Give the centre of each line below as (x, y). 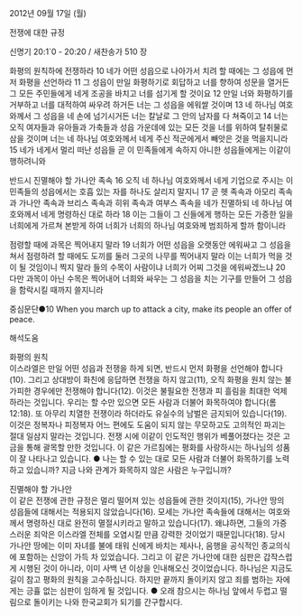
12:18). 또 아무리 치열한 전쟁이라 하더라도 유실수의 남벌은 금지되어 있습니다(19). (148, 413)
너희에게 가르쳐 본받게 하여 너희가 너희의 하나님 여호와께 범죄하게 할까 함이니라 (148, 225)
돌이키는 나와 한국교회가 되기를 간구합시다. (108, 602)
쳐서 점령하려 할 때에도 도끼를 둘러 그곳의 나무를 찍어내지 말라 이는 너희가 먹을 (146, 256)
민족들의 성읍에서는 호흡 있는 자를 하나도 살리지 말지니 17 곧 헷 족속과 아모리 (143, 191)
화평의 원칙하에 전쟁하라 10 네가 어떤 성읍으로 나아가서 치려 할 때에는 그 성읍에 (146, 71)
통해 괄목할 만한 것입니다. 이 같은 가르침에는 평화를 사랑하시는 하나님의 (150, 447)
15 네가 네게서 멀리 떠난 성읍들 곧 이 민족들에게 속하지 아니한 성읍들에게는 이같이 (150, 150)
